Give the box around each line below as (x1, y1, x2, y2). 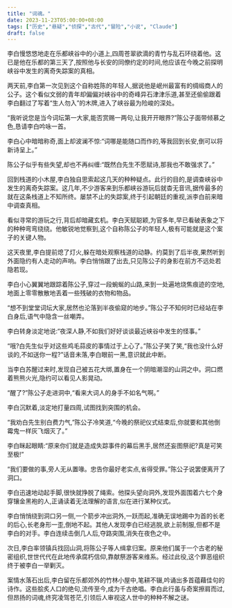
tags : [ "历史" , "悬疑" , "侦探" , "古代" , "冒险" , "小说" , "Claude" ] (7, 23, 178, 30)
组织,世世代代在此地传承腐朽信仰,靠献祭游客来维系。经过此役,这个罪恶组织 (12, 552, 225, 561)
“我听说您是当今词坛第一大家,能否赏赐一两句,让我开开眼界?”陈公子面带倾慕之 (7, 114, 226, 122)
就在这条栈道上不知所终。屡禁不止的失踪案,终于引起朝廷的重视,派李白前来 (7, 192, 217, 201)
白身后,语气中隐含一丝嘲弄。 (7, 312, 89, 321)
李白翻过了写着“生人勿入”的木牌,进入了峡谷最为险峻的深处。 (7, 99, 179, 108)
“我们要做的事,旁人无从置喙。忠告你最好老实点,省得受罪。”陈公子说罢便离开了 (7, 465, 226, 473)
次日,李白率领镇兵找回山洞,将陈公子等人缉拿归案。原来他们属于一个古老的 (7, 544, 217, 552)
